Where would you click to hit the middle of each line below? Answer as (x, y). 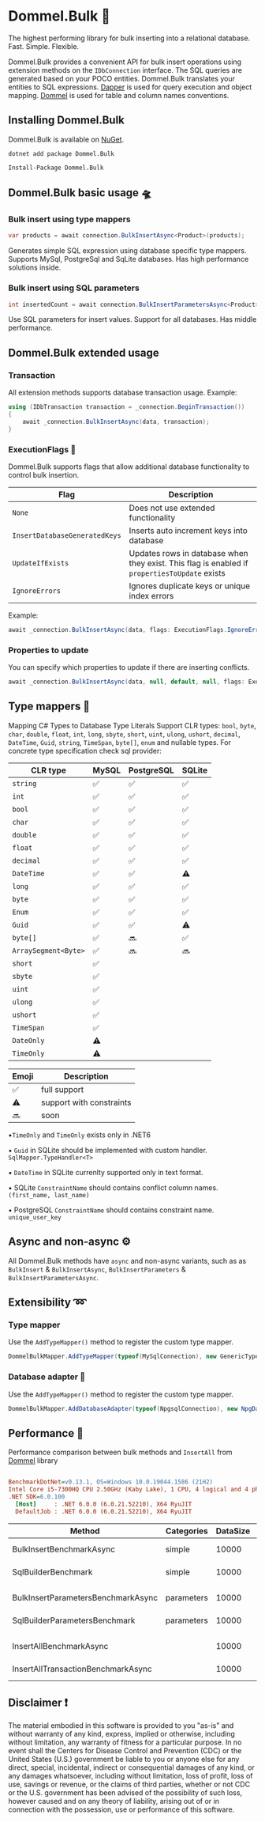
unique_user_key (35, 1217)
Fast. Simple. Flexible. (44, 46)
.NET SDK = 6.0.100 (37, 1497)
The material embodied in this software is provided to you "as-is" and (121, 1726)
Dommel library (33, 1461)
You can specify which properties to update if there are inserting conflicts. (129, 667)
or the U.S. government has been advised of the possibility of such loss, (125, 1793)
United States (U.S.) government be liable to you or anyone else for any (124, 1760)
